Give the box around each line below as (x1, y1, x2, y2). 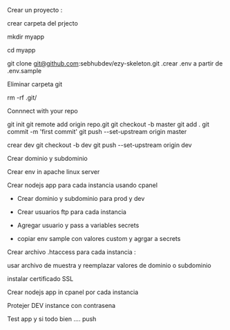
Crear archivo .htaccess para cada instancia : (7, 248, 136, 256)
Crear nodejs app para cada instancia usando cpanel (7, 181, 157, 189)
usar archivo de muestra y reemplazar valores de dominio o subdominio (7, 262, 212, 269)
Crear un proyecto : (7, 6, 63, 14)
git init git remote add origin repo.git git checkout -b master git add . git (7, 120, 209, 128)
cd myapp (7, 46, 36, 54)
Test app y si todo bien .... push (7, 315, 97, 323)
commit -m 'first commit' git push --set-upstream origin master (7, 128, 187, 135)
